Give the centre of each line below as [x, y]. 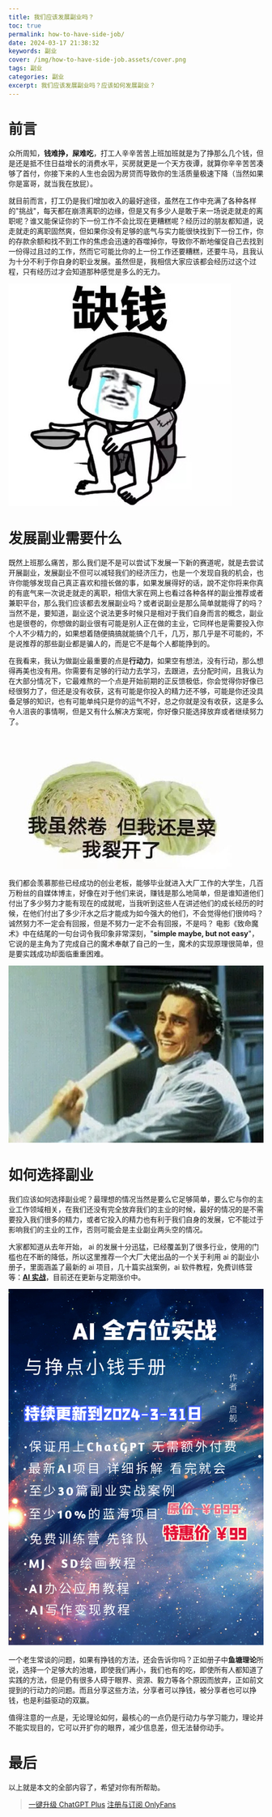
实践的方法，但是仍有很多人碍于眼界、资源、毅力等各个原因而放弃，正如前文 [136, 1680]
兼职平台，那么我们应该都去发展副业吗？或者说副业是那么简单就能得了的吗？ [136, 602]
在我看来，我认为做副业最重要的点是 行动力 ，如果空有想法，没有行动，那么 [132, 661]
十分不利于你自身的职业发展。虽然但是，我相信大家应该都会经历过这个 [132, 261]
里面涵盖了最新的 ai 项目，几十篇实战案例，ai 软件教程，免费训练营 [141, 1266]
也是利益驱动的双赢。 [58, 1700]
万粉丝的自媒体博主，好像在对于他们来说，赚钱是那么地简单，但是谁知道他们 [136, 893]
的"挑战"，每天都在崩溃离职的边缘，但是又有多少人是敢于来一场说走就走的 [132, 211]
